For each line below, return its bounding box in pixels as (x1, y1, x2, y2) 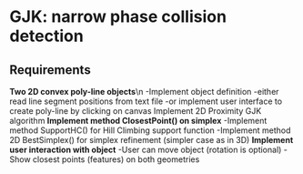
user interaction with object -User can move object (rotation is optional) (9, 144, 282, 155)
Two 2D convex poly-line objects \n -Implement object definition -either (9, 87, 279, 97)
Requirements (9, 62, 91, 77)
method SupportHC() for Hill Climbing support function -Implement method (9, 125, 291, 136)
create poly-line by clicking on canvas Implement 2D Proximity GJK (9, 106, 262, 116)
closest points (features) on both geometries (32, 154, 200, 165)
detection (9, 26, 84, 46)
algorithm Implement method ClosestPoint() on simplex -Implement (9, 116, 268, 126)
